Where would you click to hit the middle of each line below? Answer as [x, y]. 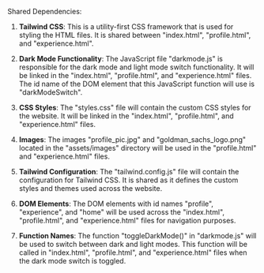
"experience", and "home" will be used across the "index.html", [122, 212]
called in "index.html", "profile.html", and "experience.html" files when [133, 252]
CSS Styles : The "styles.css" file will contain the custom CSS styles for [135, 107]
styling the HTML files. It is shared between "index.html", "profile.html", [135, 35]
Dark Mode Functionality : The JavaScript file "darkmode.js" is [121, 59]
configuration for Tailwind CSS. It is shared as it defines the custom [128, 180]
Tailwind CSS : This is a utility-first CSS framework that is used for [126, 26]
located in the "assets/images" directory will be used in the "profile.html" [138, 148]
